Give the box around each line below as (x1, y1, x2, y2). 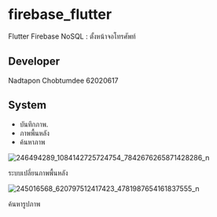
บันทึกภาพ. (19, 120, 49, 129)
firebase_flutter (8, 6, 112, 24)
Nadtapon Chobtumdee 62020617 (8, 75, 120, 85)
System (8, 98, 47, 112)
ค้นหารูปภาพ (8, 199, 41, 208)
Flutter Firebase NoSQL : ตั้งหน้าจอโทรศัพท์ (8, 31, 136, 41)
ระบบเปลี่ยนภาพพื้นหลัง (8, 167, 68, 178)
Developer (8, 55, 61, 68)
